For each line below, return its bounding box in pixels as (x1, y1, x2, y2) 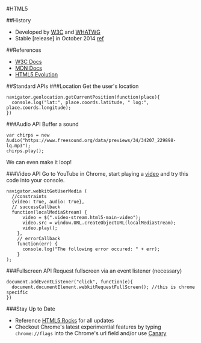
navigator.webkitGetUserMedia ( (6, 188, 87, 194)
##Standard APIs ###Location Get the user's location (6, 82, 139, 90)
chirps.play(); (6, 148, 45, 154)
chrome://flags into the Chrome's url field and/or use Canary (14, 330, 167, 336)
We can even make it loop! (6, 159, 72, 165)
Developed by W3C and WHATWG (14, 28, 100, 36)
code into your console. (6, 177, 65, 184)
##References (6, 46, 42, 54)
